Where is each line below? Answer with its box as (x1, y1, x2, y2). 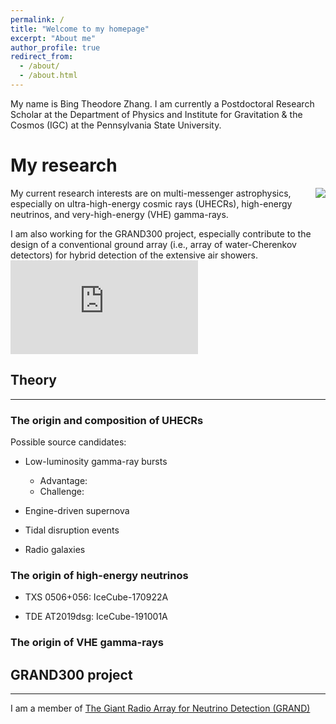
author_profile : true (10, 42, 101, 53)
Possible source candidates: (10, 436, 127, 448)
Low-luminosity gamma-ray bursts (24, 455, 168, 467)
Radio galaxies (24, 543, 86, 555)
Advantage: (39, 474, 88, 486)
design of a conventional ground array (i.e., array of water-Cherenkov (10, 238, 297, 250)
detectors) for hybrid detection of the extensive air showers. (10, 249, 258, 261)
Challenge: (39, 485, 85, 497)
